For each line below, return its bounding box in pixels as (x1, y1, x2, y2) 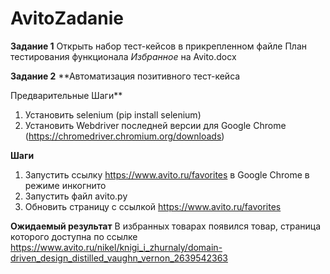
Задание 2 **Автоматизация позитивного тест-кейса (10, 70, 241, 82)
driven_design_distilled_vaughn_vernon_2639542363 (10, 252, 228, 264)
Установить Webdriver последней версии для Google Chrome (24, 119, 287, 131)
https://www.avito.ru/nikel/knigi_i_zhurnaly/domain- (10, 241, 223, 253)
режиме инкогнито (24, 179, 107, 191)
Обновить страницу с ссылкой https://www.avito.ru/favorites (24, 200, 282, 212)
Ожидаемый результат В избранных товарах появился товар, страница (10, 220, 322, 232)
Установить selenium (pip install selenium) (24, 108, 202, 121)
